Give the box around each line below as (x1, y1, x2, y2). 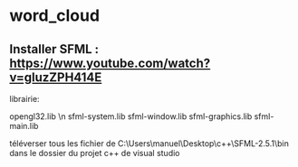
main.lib (9, 121, 39, 131)
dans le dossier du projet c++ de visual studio (9, 148, 180, 158)
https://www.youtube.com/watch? (9, 55, 211, 70)
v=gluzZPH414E (9, 70, 102, 85)
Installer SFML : (9, 42, 100, 57)
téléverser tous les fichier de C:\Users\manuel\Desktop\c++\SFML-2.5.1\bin (9, 138, 290, 149)
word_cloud (9, 5, 101, 26)
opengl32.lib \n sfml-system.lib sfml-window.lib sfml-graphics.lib (9, 111, 253, 122)
